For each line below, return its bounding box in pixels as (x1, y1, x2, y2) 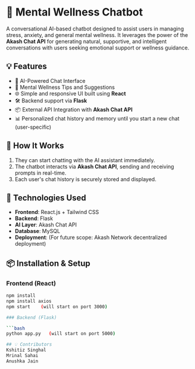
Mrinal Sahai (6, 353, 39, 359)
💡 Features (6, 61, 48, 72)
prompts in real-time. (14, 169, 67, 176)
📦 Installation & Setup (6, 258, 91, 268)
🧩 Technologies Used (6, 193, 86, 203)
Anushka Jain (6, 358, 39, 364)
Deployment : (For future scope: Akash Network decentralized (14, 234, 167, 241)
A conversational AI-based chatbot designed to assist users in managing (6, 25, 184, 32)
